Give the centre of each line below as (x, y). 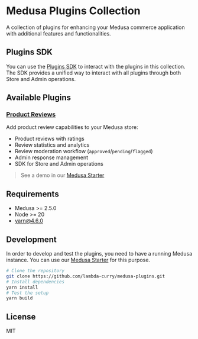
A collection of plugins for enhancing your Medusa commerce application (95, 27)
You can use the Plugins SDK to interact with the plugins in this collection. (96, 66)
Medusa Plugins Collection (73, 11)
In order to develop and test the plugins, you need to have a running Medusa (99, 254)
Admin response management (51, 157)
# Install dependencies (35, 282)
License (21, 317)
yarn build (20, 298)
